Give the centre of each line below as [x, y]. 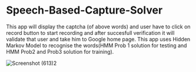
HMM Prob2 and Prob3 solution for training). [60, 51]
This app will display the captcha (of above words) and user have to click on [98, 27]
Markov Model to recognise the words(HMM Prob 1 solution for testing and [97, 45]
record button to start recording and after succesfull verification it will [90, 32]
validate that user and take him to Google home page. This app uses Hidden [98, 39]
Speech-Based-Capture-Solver [84, 10]
